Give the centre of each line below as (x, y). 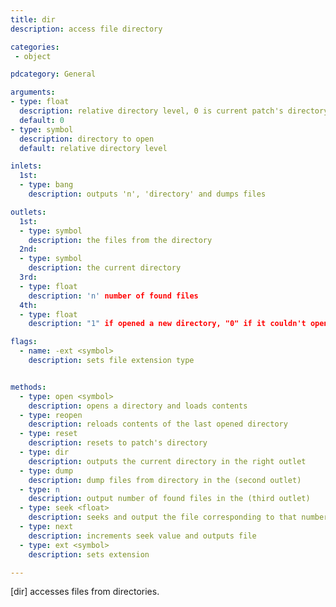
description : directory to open (87, 139)
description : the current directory (105, 268)
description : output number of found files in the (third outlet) (169, 499)
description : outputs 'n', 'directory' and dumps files (147, 194)
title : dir (33, 19)
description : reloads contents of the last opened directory (158, 424)
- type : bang (46, 185)
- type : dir (44, 452)
